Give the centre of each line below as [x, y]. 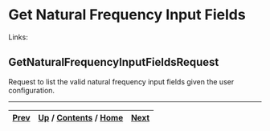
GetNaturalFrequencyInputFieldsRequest [114, 62]
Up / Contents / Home [81, 117]
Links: [18, 37]
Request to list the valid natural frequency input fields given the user [121, 81]
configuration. [31, 90]
